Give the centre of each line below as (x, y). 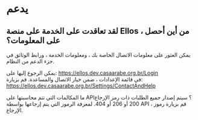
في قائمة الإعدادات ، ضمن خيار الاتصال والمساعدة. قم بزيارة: (75, 79)
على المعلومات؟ (33, 40)
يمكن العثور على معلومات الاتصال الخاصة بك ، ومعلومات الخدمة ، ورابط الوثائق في (98, 55)
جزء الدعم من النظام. (30, 61)
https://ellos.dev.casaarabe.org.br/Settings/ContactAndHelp (81, 86)
